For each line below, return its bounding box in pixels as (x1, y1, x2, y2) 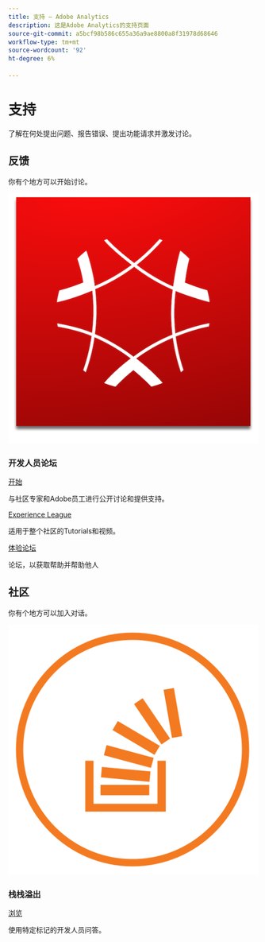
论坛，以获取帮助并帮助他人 (8, 560, 99, 569)
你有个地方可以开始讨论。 (8, 176, 92, 186)
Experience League (8, 510, 72, 519)
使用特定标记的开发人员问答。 (8, 925, 106, 935)
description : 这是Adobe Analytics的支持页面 (8, 21, 149, 29)
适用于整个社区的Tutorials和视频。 (8, 525, 121, 536)
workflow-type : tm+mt (8, 38, 80, 46)
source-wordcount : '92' (8, 46, 87, 55)
